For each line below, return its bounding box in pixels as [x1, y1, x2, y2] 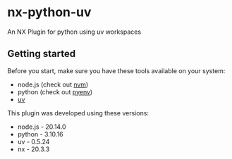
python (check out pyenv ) [17, 87, 93, 96]
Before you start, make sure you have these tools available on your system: [7, 66, 226, 75]
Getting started [7, 48, 76, 60]
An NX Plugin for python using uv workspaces [7, 27, 142, 36]
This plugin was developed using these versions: [7, 108, 149, 117]
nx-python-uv [7, 4, 92, 20]
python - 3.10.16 [17, 129, 63, 138]
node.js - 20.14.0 [17, 122, 66, 131]
